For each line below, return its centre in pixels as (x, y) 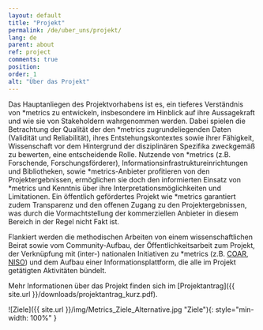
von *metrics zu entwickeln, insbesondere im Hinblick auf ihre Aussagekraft (131, 112)
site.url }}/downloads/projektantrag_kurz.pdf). (83, 294)
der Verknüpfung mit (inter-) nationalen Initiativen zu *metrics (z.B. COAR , (128, 253)
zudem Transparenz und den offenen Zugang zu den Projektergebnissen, (128, 204)
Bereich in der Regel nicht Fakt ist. (64, 221)
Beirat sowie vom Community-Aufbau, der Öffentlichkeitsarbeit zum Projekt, (131, 245)
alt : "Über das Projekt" (49, 81)
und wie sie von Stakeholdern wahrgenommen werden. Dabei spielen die (127, 121)
